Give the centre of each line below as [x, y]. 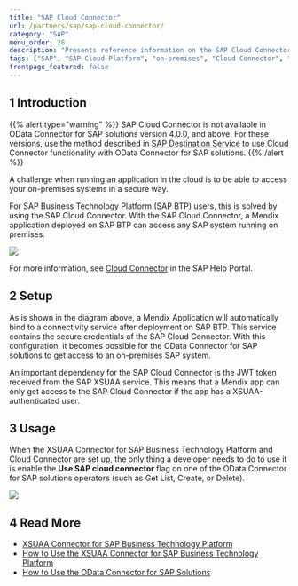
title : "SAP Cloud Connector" [65, 17]
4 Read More [45, 523]
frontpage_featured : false [59, 67]
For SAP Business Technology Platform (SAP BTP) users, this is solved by [143, 206]
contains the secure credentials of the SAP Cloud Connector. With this [137, 336]
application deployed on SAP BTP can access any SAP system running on [144, 225]
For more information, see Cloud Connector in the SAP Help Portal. [131, 268]
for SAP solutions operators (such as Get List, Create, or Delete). [127, 478]
